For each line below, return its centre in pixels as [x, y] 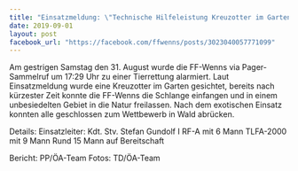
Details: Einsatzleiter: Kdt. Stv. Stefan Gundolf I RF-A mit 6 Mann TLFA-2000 [148, 132]
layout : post [33, 34]
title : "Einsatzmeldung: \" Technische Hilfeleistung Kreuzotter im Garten [150, 17]
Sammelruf [29, 77]
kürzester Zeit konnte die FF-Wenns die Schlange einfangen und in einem [143, 96]
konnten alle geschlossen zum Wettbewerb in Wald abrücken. [122, 114]
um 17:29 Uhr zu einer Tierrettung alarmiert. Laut [140, 77]
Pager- [255, 67]
